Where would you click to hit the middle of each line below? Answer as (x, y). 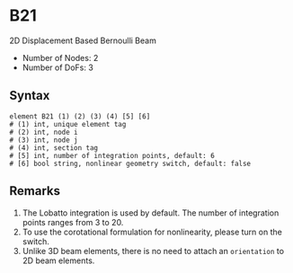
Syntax (30, 96)
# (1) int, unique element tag (68, 124)
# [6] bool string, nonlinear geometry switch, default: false (130, 163)
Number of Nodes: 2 (60, 57)
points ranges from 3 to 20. (73, 222)
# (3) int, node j (44, 140)
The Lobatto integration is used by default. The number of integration (151, 213)
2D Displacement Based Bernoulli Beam (83, 40)
